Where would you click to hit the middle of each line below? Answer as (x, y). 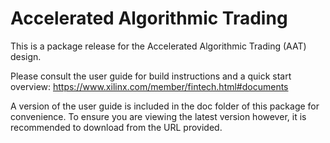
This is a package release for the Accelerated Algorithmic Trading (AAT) (158, 46)
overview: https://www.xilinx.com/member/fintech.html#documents (149, 86)
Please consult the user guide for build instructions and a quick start (151, 76)
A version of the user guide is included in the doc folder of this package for (165, 106)
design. (26, 56)
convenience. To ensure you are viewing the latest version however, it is (158, 116)
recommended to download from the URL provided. (116, 127)
